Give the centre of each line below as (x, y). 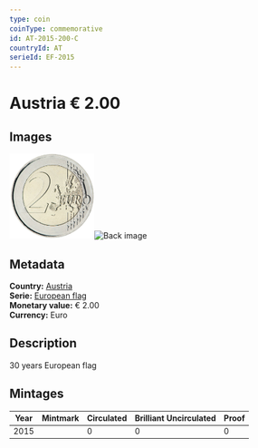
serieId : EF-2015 (42, 58)
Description (43, 343)
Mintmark (61, 418)
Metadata (37, 264)
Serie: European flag (48, 296)
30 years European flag (53, 365)
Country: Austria (41, 286)
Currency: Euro (38, 315)
